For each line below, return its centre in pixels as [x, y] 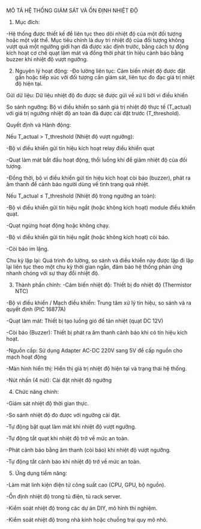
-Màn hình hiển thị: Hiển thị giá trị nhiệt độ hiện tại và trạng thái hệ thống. [97, 368]
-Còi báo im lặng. [28, 249]
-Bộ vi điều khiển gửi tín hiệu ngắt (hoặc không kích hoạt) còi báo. [88, 237]
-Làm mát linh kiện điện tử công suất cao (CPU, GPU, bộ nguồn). [86, 485]
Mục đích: [27, 22]
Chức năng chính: [37, 392]
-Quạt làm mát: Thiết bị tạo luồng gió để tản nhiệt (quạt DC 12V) [85, 321]
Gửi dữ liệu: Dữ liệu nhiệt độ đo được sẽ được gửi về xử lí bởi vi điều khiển [97, 95]
